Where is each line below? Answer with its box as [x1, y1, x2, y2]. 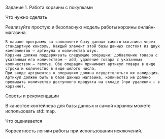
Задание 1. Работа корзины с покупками [5, 5, 93, 10]
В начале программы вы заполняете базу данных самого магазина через [5, 39, 156, 44]
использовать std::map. [5, 108, 56, 114]
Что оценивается [5, 118, 42, 124]
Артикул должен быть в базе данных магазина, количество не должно [5, 75, 151, 80]
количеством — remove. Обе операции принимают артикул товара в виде [5, 62, 156, 67]
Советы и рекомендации [5, 93, 59, 99]
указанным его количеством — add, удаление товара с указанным [5, 57, 142, 62]
